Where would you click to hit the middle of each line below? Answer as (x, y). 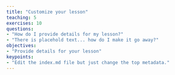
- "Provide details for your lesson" (54, 51)
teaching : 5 (21, 18)
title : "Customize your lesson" (47, 12)
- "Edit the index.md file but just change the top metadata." (88, 62)
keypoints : (20, 57)
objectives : (21, 46)
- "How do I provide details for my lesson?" (65, 34)
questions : (20, 29)
